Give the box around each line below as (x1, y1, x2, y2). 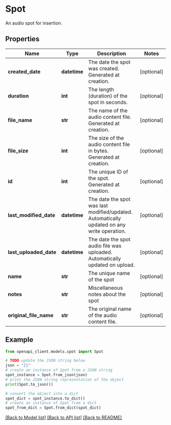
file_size (8, 147, 28, 154)
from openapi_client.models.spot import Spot (5, 349, 103, 354)
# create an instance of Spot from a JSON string (5, 368, 113, 373)
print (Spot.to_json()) (5, 382, 53, 387)
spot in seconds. (88, 98, 128, 106)
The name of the (88, 107, 128, 114)
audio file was (88, 242, 122, 249)
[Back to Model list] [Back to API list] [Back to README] (5, 414, 122, 421)
